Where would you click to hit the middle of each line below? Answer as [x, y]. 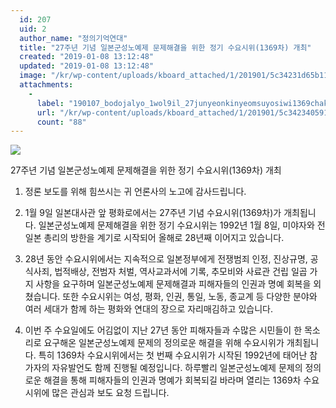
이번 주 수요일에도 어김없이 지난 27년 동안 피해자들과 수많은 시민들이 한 [163, 330]
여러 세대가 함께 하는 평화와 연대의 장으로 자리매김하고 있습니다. [148, 309]
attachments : [46, 85]
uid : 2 [33, 29]
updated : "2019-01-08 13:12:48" [87, 66]
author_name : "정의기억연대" [73, 38]
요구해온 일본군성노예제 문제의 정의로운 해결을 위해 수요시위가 [164, 343]
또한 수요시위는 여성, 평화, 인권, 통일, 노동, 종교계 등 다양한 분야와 [190, 297]
